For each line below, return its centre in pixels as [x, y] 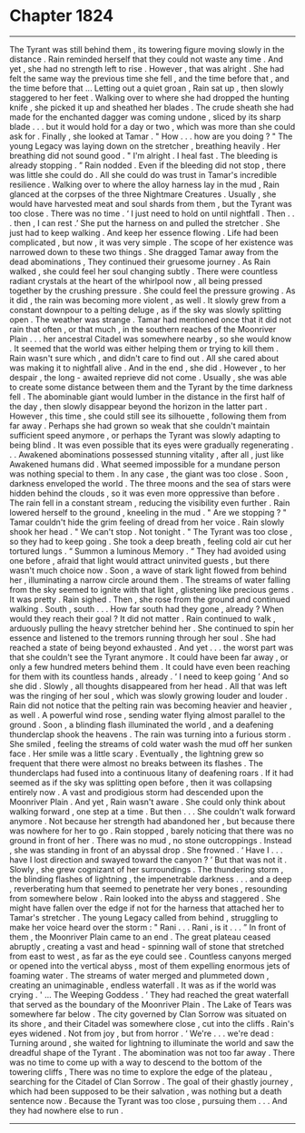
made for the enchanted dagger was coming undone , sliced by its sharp [145, 117]
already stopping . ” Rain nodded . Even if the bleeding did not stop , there [148, 165]
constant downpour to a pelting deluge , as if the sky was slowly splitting [145, 310]
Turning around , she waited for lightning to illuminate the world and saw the [152, 1043]
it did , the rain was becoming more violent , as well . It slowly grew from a [148, 300]
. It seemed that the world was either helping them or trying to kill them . [144, 348]
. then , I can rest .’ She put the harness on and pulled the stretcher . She [145, 222]
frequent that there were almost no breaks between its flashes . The [136, 763]
